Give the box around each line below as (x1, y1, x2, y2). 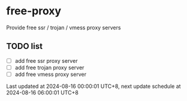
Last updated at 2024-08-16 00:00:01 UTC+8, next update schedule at (6, 82, 181, 90)
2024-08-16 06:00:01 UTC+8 (6, 88, 79, 96)
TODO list (6, 41, 43, 51)
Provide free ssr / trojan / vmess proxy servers (6, 24, 121, 31)
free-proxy (6, 4, 62, 18)
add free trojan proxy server (14, 64, 85, 71)
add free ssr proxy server (14, 57, 78, 64)
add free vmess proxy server (14, 71, 87, 78)
